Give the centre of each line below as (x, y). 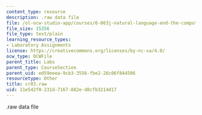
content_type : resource (36, 12)
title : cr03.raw (26, 84)
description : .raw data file (43, 17)
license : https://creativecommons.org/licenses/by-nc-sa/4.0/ (86, 51)
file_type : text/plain (35, 34)
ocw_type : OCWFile (29, 56)
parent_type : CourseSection (41, 67)
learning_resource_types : (38, 40)
